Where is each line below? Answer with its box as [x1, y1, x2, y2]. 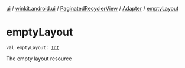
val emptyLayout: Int [6, 45, 60, 50]
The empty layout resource [6, 55, 72, 62]
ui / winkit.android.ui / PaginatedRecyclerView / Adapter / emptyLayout [6, 5, 179, 12]
